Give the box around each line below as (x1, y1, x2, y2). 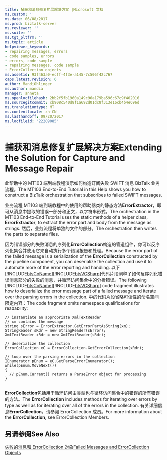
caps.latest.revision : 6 (5, 77, 57, 82)
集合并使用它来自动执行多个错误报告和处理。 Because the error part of (13, 247, 158, 253)
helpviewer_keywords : (5, 44, 50, 49)
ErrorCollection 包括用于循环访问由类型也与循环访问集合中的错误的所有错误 (5, 390, 160, 396)
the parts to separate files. (5, 231, 59, 237)
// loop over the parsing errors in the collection (5, 354, 115, 359)
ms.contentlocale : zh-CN (5, 109, 57, 115)
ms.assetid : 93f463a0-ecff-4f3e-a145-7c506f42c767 (5, 72, 113, 77)
